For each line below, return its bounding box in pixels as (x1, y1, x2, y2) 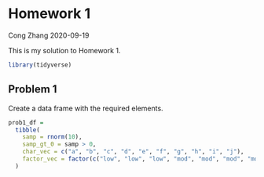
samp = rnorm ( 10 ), (22, 133, 82, 141)
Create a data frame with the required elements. (8, 103, 163, 113)
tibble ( (15, 126, 41, 134)
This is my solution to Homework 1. (8, 45, 121, 55)
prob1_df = (8, 118, 44, 126)
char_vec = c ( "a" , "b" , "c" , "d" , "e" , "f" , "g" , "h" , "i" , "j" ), (22, 148, 244, 156)
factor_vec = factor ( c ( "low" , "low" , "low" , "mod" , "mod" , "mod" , (22, 155, 244, 163)
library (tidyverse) (8, 60, 72, 69)
